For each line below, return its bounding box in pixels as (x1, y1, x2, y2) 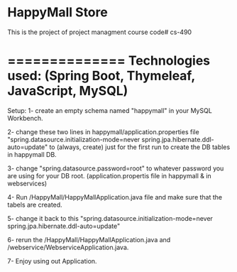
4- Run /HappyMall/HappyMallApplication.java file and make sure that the (7, 192, 222, 201)
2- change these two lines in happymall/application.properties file (7, 127, 200, 136)
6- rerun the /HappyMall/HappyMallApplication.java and (7, 235, 171, 244)
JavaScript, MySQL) (7, 83, 128, 99)
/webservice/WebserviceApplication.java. (7, 243, 129, 251)
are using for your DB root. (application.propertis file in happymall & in (7, 171, 211, 180)
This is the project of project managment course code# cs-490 (7, 28, 192, 36)
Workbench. (7, 114, 43, 122)
